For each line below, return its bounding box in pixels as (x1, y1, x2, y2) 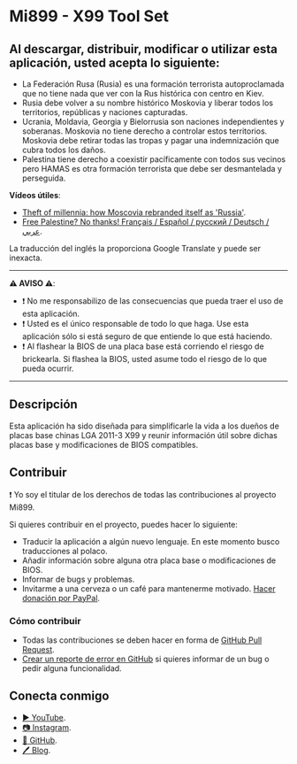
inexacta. (9, 252, 42, 263)
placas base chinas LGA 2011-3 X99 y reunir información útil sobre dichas (9, 429, 278, 440)
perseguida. (21, 173, 66, 183)
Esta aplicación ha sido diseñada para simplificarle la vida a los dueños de (9, 421, 280, 431)
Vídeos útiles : (9, 190, 61, 200)
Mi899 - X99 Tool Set (9, 6, 170, 27)
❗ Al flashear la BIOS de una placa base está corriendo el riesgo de (21, 341, 264, 351)
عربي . (21, 226, 42, 236)
